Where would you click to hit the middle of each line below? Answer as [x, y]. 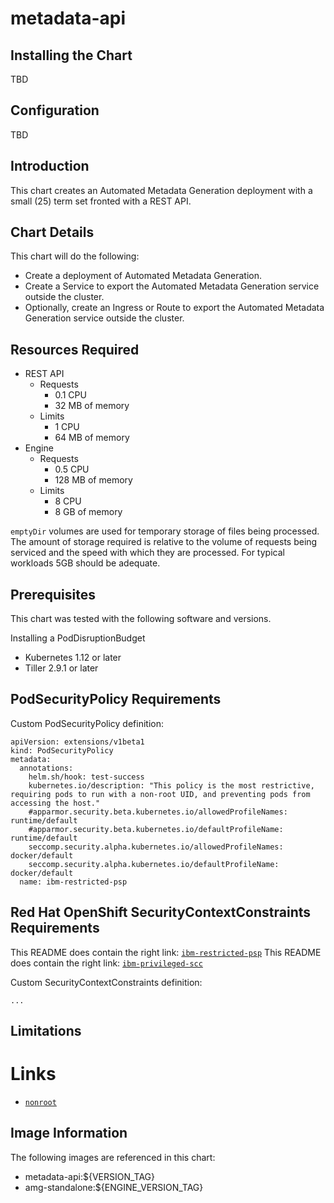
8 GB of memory [88, 512]
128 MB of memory [93, 480]
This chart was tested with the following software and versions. [141, 619]
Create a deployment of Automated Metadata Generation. [143, 276]
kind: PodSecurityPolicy [62, 750]
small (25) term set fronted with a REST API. [101, 201]
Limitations [46, 1031]
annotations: [46, 768]
